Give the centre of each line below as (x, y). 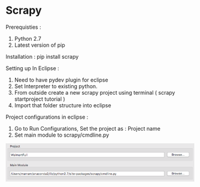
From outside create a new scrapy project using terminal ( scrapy (95, 92)
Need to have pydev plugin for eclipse (61, 80)
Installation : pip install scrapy (42, 56)
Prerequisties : (23, 27)
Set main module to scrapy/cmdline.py (62, 135)
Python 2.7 (28, 38)
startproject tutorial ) (40, 99)
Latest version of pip (40, 45)
